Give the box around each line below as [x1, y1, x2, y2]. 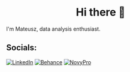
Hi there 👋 [75, 5, 126, 19]
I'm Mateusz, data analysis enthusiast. [6, 25, 101, 32]
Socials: [6, 43, 37, 53]
